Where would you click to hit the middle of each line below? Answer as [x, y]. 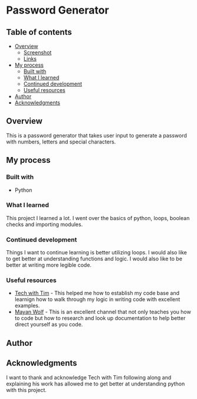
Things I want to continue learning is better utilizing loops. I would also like [96, 253]
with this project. [27, 390]
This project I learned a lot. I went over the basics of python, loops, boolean [98, 218]
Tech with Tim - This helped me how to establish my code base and [97, 293]
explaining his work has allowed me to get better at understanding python [96, 384]
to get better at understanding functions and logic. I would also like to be [94, 259]
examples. [27, 306]
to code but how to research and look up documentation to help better [100, 318]
